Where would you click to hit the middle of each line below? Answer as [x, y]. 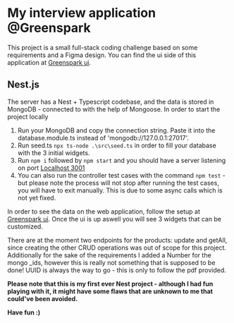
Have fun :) [24, 312]
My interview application [82, 13]
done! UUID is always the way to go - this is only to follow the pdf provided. [117, 270]
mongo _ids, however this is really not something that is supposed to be [111, 262]
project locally [28, 116]
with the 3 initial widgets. [54, 152]
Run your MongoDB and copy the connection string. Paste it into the [116, 130]
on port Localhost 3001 [51, 168]
